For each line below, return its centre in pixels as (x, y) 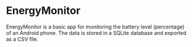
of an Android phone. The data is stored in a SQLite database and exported (96, 32)
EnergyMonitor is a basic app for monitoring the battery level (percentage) (95, 27)
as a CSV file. (22, 39)
